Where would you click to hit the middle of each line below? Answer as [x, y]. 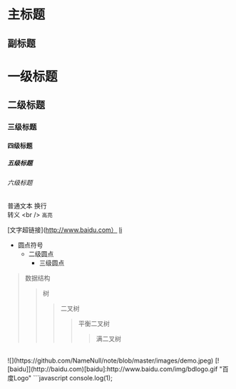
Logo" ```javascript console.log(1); [63, 378]
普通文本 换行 [27, 206]
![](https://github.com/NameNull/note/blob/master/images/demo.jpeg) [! [113, 360]
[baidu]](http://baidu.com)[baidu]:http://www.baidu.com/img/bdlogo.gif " [115, 369]
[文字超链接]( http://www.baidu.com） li [65, 230]
